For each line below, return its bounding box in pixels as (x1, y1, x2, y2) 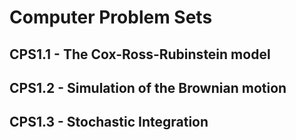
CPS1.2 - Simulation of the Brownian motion (9, 79, 287, 96)
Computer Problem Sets (9, 6, 213, 29)
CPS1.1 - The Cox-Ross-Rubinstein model (9, 46, 271, 63)
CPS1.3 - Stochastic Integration (9, 114, 209, 131)
